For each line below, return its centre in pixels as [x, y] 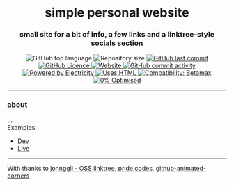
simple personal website [117, 13]
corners [18, 176]
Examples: [22, 127]
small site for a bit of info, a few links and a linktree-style [117, 35]
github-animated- [181, 168]
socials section [117, 43]
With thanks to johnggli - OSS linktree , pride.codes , [81, 168]
